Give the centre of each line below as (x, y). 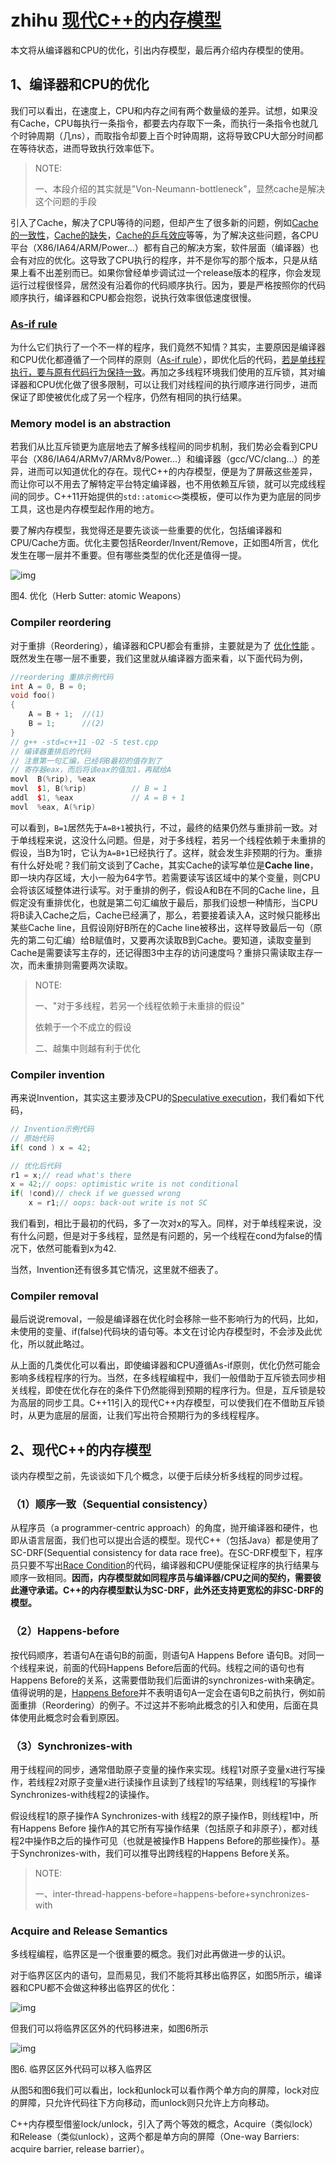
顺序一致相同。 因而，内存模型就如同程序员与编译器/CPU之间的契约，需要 (161, 1578)
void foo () (33, 696)
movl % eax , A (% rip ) (53, 807)
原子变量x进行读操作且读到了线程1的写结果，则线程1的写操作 (192, 1782)
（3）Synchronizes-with (71, 1746)
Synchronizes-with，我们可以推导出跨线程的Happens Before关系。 (156, 1853)
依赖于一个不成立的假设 (83, 1027)
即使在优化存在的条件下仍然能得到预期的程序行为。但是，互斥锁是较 (185, 1390)
